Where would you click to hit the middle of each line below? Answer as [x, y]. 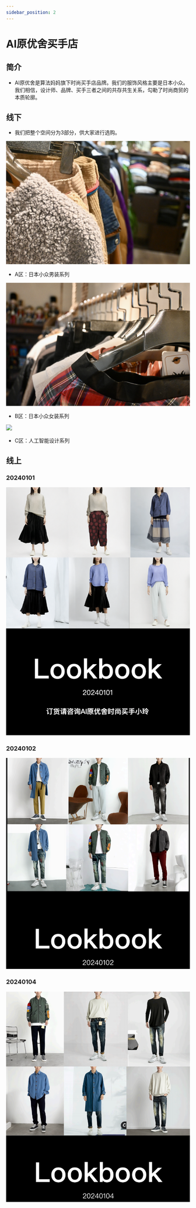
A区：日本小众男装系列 [42, 274]
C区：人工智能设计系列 [42, 440]
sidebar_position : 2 [31, 12]
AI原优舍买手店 [42, 44]
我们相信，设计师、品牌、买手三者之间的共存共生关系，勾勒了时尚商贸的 [101, 90]
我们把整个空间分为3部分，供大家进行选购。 [67, 132]
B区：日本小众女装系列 [42, 416]
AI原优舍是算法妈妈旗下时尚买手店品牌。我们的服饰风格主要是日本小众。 [101, 83]
